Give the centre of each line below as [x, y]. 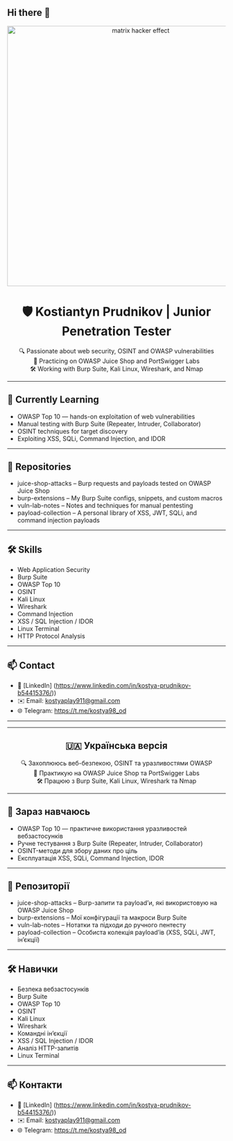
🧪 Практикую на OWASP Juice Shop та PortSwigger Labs [116, 773]
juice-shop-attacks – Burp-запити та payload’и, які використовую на [117, 903]
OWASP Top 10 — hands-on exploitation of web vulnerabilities [106, 416]
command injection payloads [59, 521]
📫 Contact [31, 665]
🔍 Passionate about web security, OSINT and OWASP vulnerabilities [116, 350]
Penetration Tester [116, 331]
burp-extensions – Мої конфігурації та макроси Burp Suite [102, 918]
